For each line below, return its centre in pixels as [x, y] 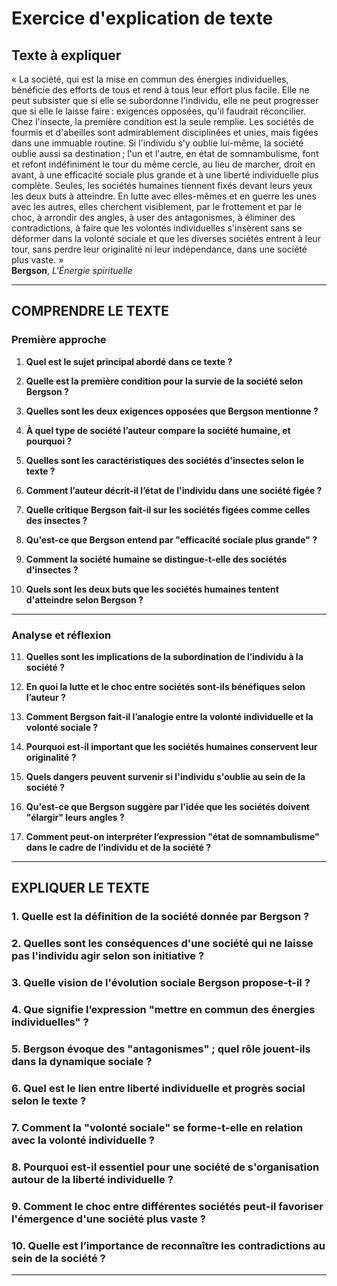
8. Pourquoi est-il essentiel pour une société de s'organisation [165, 1167]
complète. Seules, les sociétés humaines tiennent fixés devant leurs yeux [162, 185]
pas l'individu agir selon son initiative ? [108, 956]
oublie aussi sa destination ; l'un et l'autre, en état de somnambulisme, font [165, 153]
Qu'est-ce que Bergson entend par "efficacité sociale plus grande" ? [171, 539]
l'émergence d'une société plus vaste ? [109, 1219]
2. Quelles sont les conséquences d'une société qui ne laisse [162, 944]
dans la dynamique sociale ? [82, 1061]
